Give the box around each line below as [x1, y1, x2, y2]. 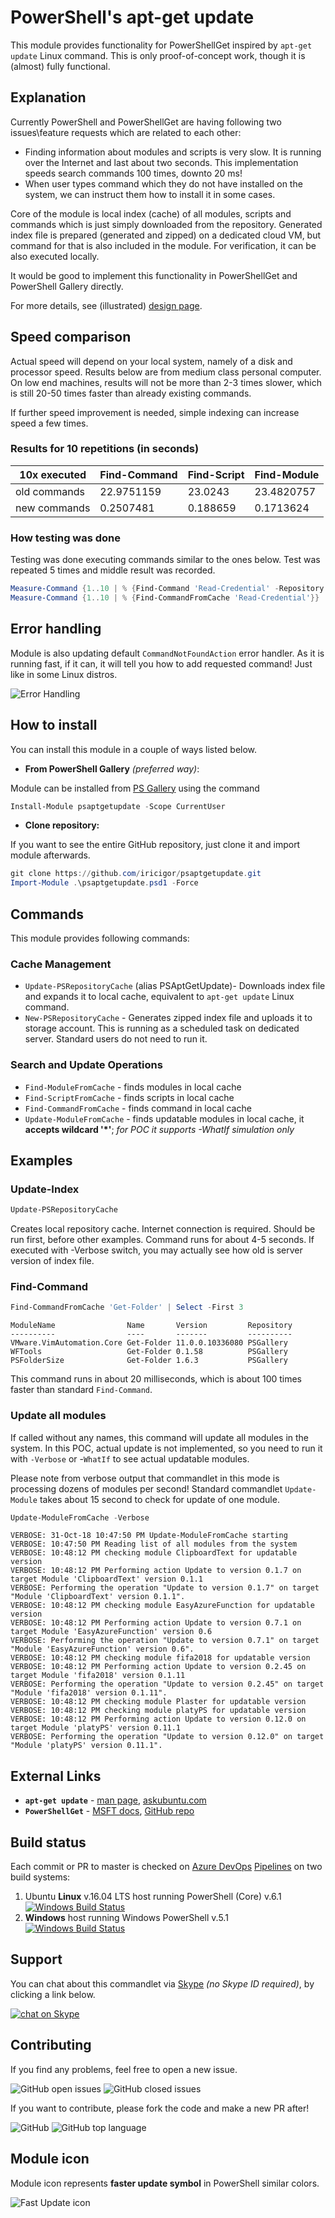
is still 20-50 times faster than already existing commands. [10, 387, 252, 399]
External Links [10, 1767, 102, 1785]
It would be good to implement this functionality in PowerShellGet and [10, 269, 298, 281]
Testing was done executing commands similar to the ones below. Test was [10, 554, 321, 566]
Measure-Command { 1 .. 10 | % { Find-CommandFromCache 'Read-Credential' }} [10, 593, 320, 603]
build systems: [10, 1871, 71, 1883]
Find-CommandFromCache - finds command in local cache [24, 1102, 252, 1114]
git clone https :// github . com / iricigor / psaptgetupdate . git [10, 869, 262, 879]
